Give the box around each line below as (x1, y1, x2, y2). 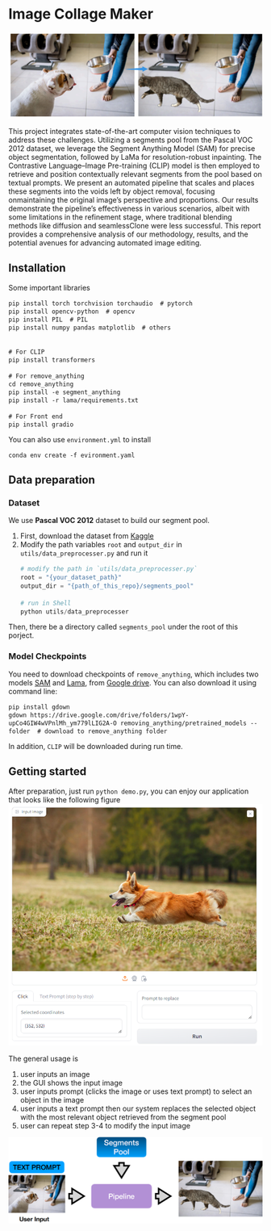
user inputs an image (19, 1070, 90, 1079)
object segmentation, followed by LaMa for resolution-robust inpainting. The (8, 152, 262, 161)
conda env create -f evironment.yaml (8, 451, 135, 459)
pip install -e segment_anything (8, 388, 121, 396)
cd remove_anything (8, 380, 74, 388)
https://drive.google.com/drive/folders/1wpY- (29, 711, 190, 719)
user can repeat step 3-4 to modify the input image (19, 1121, 191, 1131)
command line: (8, 686, 58, 696)
